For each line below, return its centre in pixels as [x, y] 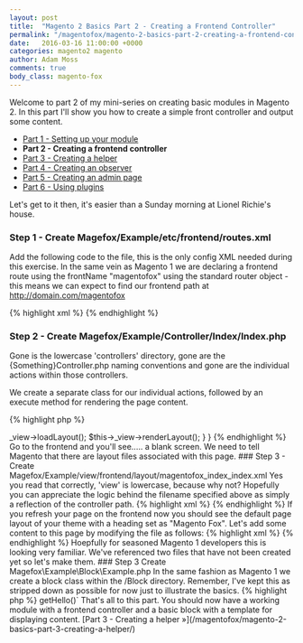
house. [22, 214]
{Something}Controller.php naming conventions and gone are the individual [150, 366]
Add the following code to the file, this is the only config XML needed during [151, 257]
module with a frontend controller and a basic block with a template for [141, 610]
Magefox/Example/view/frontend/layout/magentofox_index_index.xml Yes [147, 476]
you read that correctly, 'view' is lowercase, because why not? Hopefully [144, 485]
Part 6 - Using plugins [63, 187]
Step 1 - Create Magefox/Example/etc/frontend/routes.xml [140, 238]
